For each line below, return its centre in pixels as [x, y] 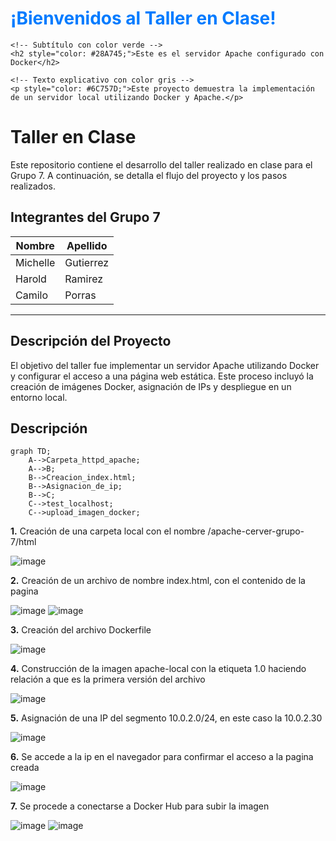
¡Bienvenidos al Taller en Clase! [143, 18]
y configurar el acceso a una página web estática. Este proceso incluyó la [162, 376]
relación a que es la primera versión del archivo [108, 679]
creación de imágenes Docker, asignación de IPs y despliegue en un [151, 386]
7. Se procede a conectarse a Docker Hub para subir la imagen [140, 806]
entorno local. [39, 397]
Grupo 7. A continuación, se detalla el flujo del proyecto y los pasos [149, 175]
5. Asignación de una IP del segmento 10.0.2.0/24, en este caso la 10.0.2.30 [166, 718]
